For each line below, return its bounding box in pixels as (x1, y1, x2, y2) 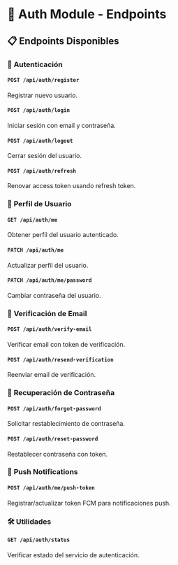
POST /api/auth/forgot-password (7, 405, 101, 412)
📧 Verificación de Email (7, 308, 87, 318)
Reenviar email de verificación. (7, 371, 96, 379)
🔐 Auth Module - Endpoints (7, 6, 167, 22)
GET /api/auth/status (7, 536, 71, 544)
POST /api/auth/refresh (7, 167, 77, 174)
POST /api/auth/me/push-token (7, 485, 96, 492)
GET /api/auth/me (7, 216, 58, 223)
